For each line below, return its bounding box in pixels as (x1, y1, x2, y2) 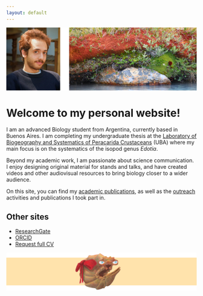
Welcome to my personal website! (6, 106, 181, 120)
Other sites (6, 212, 50, 222)
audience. (6, 176, 31, 183)
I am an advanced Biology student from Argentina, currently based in (6, 126, 178, 133)
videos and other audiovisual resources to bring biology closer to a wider (6, 169, 188, 177)
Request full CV (14, 241, 54, 248)
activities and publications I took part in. (6, 194, 106, 201)
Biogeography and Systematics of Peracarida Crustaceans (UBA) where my (6, 139, 195, 146)
